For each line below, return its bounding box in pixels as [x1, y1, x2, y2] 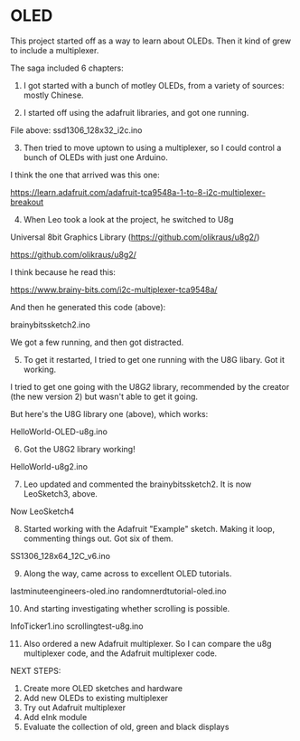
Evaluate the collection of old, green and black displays [23, 721, 230, 732]
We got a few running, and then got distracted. [10, 337, 184, 347]
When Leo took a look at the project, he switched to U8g [23, 214, 234, 224]
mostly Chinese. [23, 90, 84, 100]
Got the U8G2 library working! [23, 443, 136, 454]
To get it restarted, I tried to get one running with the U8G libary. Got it [23, 354, 286, 365]
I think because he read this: [10, 266, 117, 277]
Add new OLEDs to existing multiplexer [23, 692, 169, 703]
